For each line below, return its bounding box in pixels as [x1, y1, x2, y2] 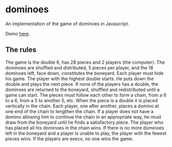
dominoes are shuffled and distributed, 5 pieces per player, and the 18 [5, 64, 154, 70]
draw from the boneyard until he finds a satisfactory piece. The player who [5, 119, 163, 125]
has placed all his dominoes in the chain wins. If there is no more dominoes [5, 124, 164, 131]
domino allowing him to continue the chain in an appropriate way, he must [5, 114, 162, 120]
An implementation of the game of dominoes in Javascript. [5, 21, 129, 27]
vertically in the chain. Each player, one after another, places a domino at [5, 103, 159, 109]
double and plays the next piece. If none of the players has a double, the [5, 81, 159, 87]
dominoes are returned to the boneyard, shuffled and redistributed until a [5, 86, 160, 93]
